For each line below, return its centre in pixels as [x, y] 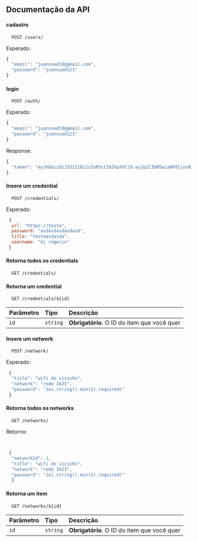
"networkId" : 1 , [31, 458]
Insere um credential [32, 186]
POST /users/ [27, 37]
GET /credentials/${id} [40, 299]
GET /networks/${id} [37, 506]
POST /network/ [30, 351]
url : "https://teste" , [39, 226]
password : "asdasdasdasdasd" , [48, 231]
